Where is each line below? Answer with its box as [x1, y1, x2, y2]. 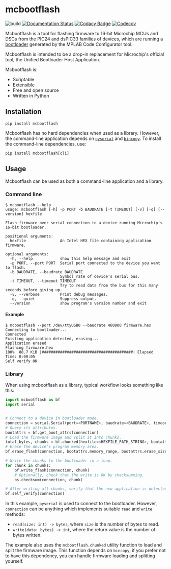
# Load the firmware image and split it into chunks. [5, 435, 122, 440]
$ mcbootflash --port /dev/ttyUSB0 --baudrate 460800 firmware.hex [5, 323, 152, 328]
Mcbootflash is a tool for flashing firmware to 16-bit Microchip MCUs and [5, 30, 158, 36]
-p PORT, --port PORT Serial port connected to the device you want [10, 260, 160, 266]
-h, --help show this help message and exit [10, 256, 131, 261]
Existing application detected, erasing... [5, 336, 99, 342]
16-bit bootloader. [5, 225, 47, 230]
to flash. [5, 265, 26, 270]
